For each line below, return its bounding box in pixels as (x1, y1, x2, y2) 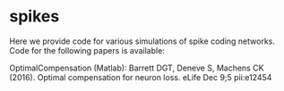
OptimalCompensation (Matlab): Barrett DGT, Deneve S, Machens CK (9, 62, 264, 73)
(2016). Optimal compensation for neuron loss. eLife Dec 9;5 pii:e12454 (9, 71, 272, 82)
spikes (9, 6, 60, 27)
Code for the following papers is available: (9, 45, 166, 55)
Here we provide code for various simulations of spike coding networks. (9, 36, 276, 46)
